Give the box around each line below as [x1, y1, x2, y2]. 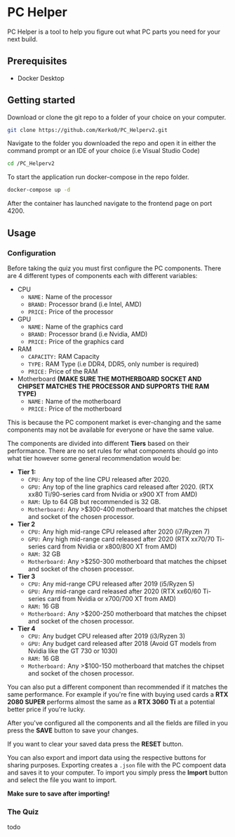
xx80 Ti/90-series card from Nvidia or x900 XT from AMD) [27, 489, 198, 499]
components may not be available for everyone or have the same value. [7, 426, 214, 434]
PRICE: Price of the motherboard [27, 404, 122, 413]
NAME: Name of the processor [27, 292, 113, 301]
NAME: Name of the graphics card [27, 322, 123, 331]
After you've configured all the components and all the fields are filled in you [7, 718, 228, 727]
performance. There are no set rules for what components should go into [7, 447, 219, 455]
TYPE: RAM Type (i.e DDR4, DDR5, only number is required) [27, 360, 199, 368]
